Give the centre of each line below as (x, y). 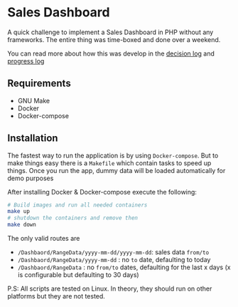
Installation (33, 139)
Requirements (39, 84)
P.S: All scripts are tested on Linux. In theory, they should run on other (110, 288)
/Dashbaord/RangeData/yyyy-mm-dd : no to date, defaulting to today (114, 260)
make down (22, 225)
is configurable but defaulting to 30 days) (79, 275)
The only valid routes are (44, 239)
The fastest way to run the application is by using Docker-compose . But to (113, 155)
